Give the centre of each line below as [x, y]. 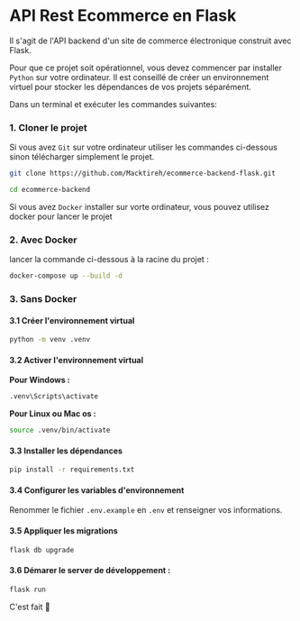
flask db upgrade [42, 550]
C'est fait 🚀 [30, 607]
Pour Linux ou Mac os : [53, 414]
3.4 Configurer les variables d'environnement [97, 490]
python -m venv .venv [50, 340]
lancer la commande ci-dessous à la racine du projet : [109, 260]
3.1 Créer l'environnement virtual [72, 320]
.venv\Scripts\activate [54, 397]
